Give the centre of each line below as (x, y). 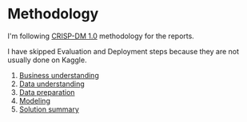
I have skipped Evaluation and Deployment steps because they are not (124, 51)
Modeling (35, 100)
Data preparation (47, 92)
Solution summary (49, 109)
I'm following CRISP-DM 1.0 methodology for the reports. (101, 36)
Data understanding (52, 84)
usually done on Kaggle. (47, 60)
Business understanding (59, 75)
